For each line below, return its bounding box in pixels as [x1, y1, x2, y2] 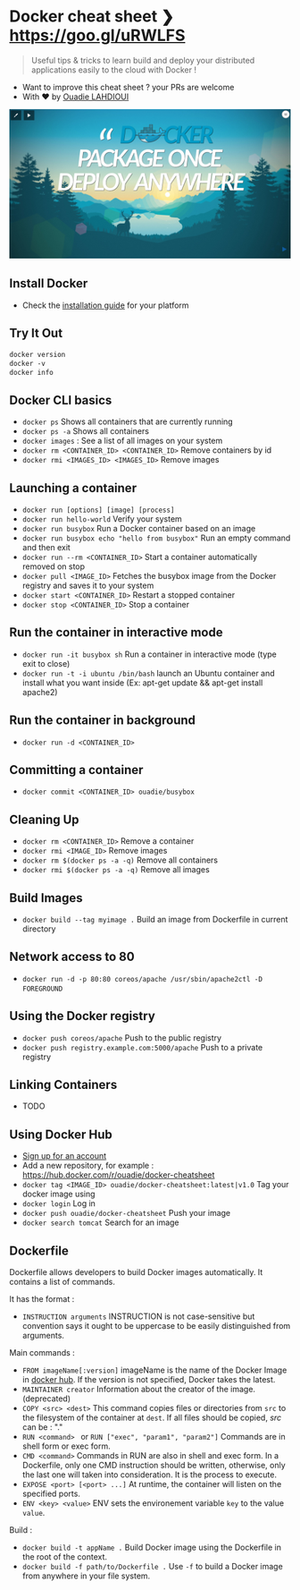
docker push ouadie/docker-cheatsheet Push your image [21, 1208, 231, 1219]
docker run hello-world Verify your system [21, 513, 183, 524]
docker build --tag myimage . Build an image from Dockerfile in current [21, 914, 288, 925]
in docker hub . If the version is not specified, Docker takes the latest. [21, 1374, 276, 1385]
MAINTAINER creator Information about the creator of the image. [21, 1384, 256, 1395]
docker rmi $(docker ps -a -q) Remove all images [21, 864, 210, 875]
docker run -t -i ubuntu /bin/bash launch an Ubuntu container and [21, 667, 275, 678]
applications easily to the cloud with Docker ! [30, 64, 196, 75]
